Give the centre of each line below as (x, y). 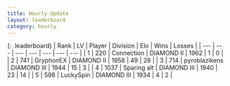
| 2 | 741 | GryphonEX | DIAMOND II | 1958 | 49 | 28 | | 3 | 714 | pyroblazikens (115, 61)
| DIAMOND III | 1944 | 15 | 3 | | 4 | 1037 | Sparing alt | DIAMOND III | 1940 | (113, 68)
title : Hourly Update (38, 13)
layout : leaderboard (37, 20)
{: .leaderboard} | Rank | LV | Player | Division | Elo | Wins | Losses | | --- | (111, 46)
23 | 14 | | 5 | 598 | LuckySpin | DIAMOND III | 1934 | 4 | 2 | (90, 75)
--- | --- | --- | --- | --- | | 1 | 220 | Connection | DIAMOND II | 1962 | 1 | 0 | (119, 53)
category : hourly (32, 26)
